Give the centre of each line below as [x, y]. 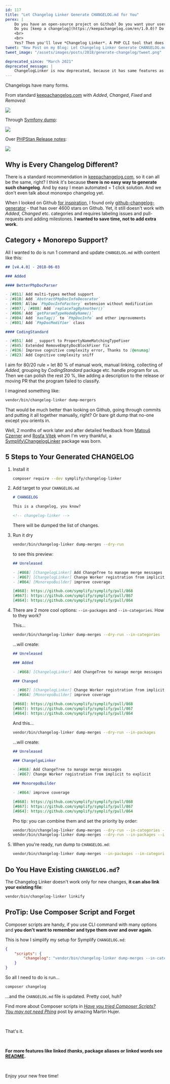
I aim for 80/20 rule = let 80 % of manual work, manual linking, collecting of [84, 365]
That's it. [14, 1031]
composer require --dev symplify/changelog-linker [67, 478]
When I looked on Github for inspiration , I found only [60, 203]
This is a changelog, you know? [47, 507]
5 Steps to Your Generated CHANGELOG [70, 457]
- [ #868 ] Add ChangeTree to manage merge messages [67, 770]
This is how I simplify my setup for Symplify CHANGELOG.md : [66, 940]
